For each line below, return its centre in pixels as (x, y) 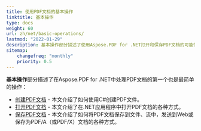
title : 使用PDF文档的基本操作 (40, 12)
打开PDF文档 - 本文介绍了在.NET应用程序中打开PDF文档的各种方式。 (99, 107)
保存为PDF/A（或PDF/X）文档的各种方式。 (67, 121)
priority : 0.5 (34, 61)
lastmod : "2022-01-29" (34, 39)
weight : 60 (20, 28)
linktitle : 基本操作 (30, 17)
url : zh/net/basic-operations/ (45, 34)
